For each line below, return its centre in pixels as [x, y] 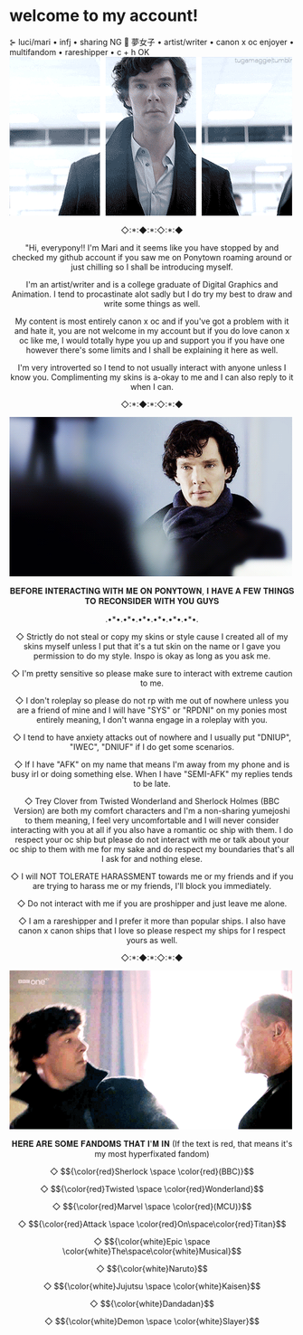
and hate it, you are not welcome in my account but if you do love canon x [152, 330]
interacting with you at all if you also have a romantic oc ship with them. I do [152, 829]
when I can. [152, 386]
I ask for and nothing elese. [152, 858]
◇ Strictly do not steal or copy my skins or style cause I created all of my [152, 636]
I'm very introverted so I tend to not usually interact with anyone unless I [152, 367]
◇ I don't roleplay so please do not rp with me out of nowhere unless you [152, 700]
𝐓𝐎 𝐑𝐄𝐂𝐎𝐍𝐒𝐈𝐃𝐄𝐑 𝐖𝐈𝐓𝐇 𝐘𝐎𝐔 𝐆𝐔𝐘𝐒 [152, 601]
